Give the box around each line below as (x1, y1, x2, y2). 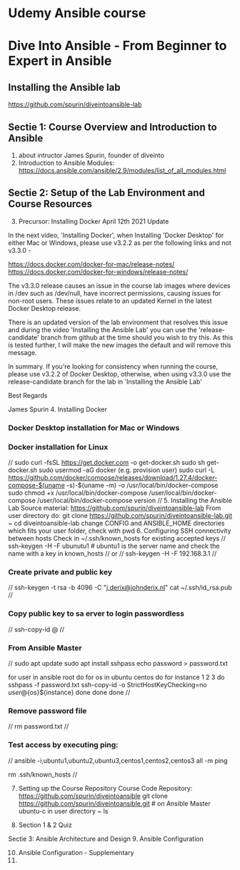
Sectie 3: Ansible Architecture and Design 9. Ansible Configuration (8, 834, 204, 843)
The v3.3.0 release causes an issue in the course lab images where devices (8, 281, 231, 290)
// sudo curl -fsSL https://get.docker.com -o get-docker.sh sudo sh (8, 459, 206, 467)
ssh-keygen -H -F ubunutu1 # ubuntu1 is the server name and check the (8, 541, 220, 551)
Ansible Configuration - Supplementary (18, 848, 134, 856)
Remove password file (8, 706, 87, 716)
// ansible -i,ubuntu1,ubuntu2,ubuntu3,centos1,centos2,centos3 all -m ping (8, 756, 228, 765)
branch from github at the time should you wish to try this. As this (41, 333, 234, 341)
